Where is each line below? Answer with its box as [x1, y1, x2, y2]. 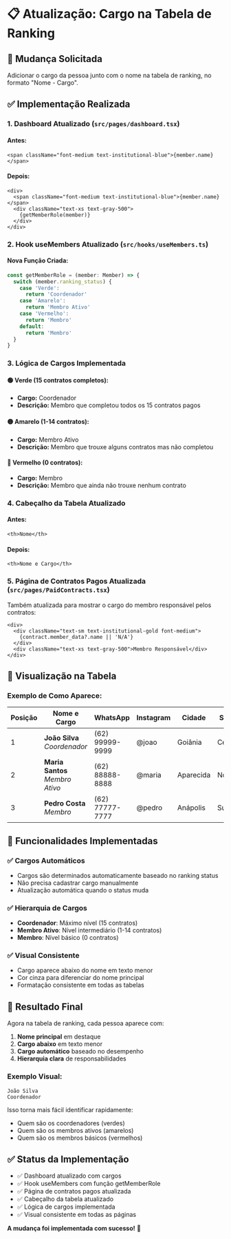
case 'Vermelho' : [19, 310, 69, 318]
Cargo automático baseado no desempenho [16, 1047, 144, 1056]
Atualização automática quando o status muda [16, 885, 149, 894]
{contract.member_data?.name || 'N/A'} [19, 633, 134, 640]
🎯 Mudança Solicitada [7, 53, 103, 65]
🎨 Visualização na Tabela [7, 670, 117, 682]
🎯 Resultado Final [7, 1001, 83, 1012]
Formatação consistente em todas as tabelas [16, 981, 144, 990]
